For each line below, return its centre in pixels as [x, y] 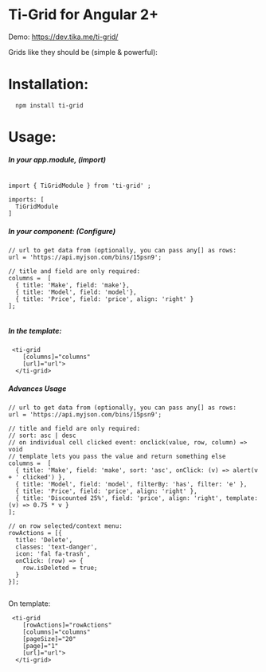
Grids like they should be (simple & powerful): [83, 52]
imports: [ [26, 200]
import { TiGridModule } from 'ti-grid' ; [80, 186]
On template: [29, 604]
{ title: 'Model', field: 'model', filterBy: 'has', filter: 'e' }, [131, 484]
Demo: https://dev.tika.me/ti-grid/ [63, 37]
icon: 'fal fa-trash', [53, 554]
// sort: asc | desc [43, 436]
